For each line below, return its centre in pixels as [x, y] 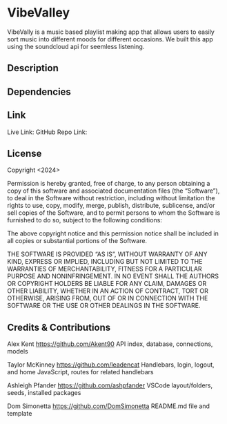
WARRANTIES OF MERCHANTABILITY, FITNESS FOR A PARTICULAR [105, 269]
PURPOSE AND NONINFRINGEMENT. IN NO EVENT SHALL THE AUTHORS [113, 276]
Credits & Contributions [59, 327]
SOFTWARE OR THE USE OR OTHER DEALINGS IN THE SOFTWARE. [104, 306]
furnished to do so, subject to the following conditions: [85, 220]
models [18, 351]
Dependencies [39, 91]
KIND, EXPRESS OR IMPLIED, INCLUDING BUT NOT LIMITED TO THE [105, 262]
